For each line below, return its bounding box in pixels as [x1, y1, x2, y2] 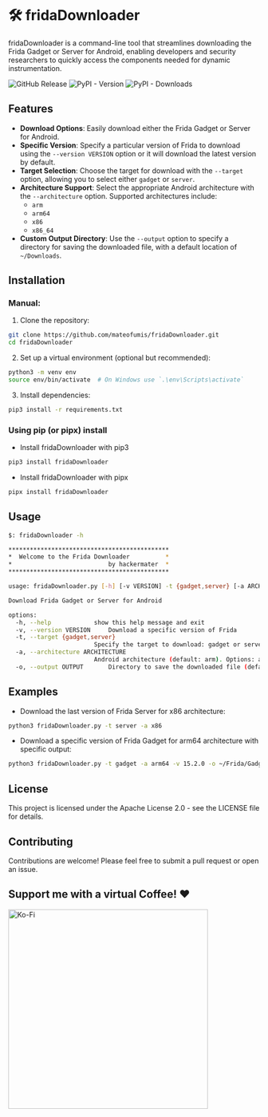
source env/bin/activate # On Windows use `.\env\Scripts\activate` [8, 376, 245, 384]
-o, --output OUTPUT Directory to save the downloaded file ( [15, 663, 248, 671]
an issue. [8, 864, 38, 874]
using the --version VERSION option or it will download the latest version [19, 148, 257, 158]
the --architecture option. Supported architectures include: [19, 191, 218, 200]
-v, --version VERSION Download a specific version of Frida [15, 626, 238, 634]
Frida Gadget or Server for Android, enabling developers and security [8, 46, 237, 56]
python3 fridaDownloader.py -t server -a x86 [8, 721, 162, 730]
